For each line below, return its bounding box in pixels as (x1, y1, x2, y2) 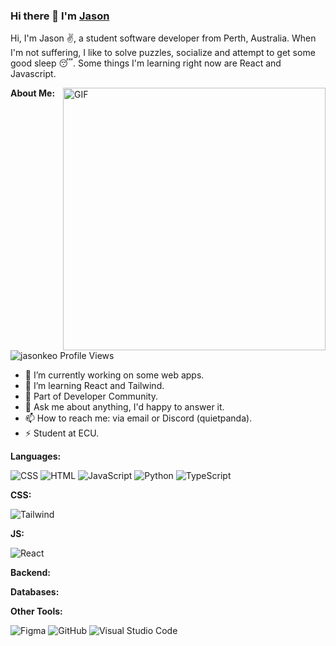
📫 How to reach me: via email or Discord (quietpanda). (24, 412, 253, 424)
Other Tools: (10, 605, 63, 618)
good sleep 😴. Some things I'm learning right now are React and (10, 57, 282, 69)
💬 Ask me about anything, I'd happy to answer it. (24, 401, 225, 413)
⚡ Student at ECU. (24, 427, 100, 439)
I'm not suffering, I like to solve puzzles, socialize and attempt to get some (10, 47, 316, 59)
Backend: (10, 567, 51, 579)
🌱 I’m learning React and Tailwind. (24, 380, 165, 392)
